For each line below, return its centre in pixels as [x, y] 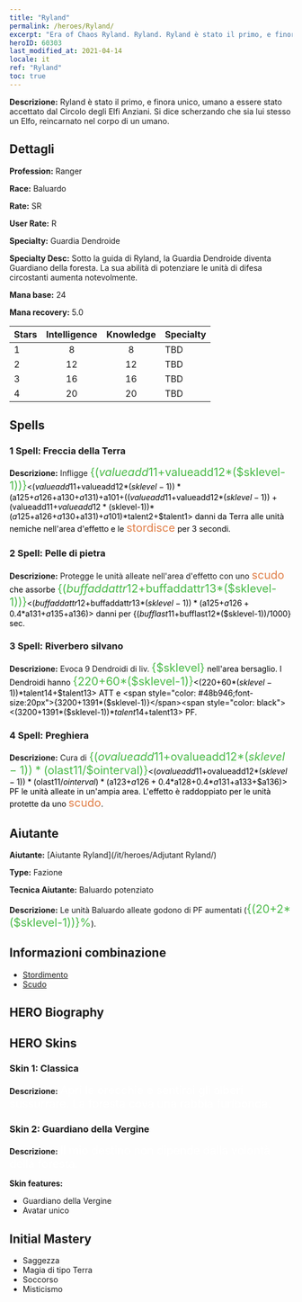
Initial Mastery [50, 1239]
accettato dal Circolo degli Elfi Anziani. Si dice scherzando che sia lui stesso [150, 111]
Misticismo [42, 1289]
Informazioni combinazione [88, 953]
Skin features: [36, 1183]
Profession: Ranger [46, 171]
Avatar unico [46, 1210]
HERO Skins [43, 1043]
